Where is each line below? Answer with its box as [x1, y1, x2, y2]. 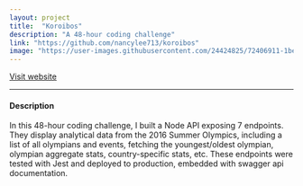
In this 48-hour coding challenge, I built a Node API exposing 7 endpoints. [9, 120, 284, 131]
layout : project [9, 13, 70, 22]
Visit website [9, 71, 57, 82]
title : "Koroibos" [9, 22, 83, 31]
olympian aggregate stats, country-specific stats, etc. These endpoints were [9, 149, 293, 160]
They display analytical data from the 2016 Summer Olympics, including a [9, 129, 282, 140]
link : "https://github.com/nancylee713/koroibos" [9, 38, 200, 48]
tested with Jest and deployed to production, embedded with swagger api [9, 158, 284, 169]
